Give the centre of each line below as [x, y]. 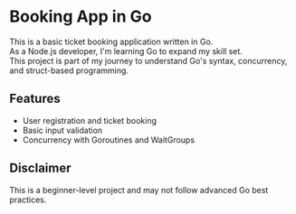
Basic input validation [62, 130]
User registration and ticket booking [89, 120]
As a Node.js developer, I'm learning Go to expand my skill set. [126, 51]
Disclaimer [40, 168]
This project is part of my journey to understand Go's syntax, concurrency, [148, 60]
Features [35, 99]
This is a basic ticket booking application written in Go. [111, 42]
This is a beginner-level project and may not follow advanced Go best [139, 190]
